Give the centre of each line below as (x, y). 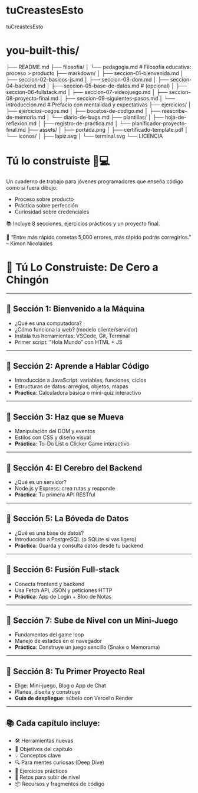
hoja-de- (176, 117)
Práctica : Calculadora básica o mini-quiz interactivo (78, 393)
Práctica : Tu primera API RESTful (55, 495)
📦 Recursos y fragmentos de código (60, 784)
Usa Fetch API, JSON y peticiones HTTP (63, 590)
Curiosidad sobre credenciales (52, 212)
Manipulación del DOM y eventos (55, 431)
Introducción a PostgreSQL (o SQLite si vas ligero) (75, 539)
